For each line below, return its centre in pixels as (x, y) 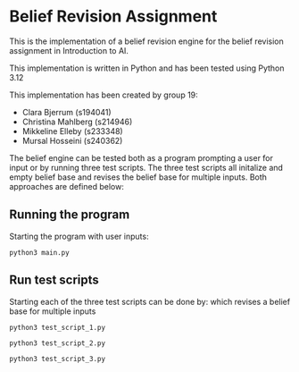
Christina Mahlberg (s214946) (77, 122)
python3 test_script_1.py (57, 327)
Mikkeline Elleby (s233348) (72, 131)
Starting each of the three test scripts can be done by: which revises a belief (150, 301)
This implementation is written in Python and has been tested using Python (147, 68)
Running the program (70, 215)
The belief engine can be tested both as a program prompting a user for (141, 157)
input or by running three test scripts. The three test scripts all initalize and (146, 167)
